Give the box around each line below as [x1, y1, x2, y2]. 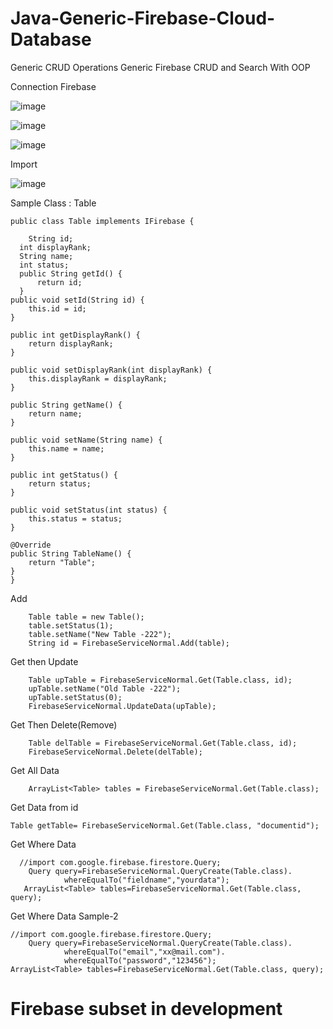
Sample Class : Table [10, 197, 97, 209]
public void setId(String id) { [10, 295, 145, 305]
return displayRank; [28, 338, 114, 349]
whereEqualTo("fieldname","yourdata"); [63, 875, 230, 885]
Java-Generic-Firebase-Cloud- [10, 7, 276, 30]
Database [10, 28, 92, 51]
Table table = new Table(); [28, 612, 145, 622]
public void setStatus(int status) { [10, 505, 168, 515]
